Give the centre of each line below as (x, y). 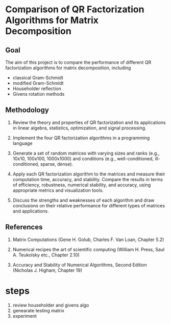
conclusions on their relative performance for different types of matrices (89, 205)
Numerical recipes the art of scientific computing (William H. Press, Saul (89, 249)
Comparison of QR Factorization (75, 9)
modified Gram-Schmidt (38, 83)
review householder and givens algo (51, 305)
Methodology (27, 110)
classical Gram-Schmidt (38, 78)
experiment (25, 316)
